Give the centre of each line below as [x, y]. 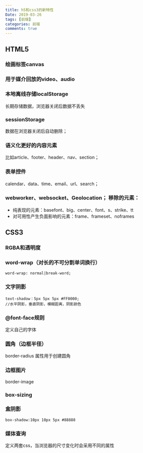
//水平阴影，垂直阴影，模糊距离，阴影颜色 [43, 304]
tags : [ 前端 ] [18, 19]
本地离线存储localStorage [37, 94]
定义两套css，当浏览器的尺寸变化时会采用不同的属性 [60, 445]
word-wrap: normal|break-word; [38, 273]
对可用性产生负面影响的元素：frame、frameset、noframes [74, 216]
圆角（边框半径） [26, 344]
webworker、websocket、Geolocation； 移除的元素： [73, 198]
